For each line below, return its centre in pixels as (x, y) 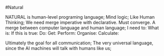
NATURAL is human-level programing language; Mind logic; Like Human (80, 17)
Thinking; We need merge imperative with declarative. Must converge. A (80, 22)
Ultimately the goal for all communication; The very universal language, (79, 43)
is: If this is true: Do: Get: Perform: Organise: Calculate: (62, 33)
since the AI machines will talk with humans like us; (59, 48)
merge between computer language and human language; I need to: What (82, 28)
